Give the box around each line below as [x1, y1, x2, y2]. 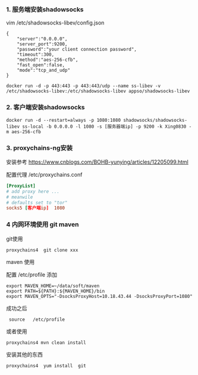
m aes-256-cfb [6, 128, 42, 135]
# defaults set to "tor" [6, 199, 68, 205]
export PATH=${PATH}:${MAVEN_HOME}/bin [6, 288, 105, 294]
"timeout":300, [17, 52, 55, 58]
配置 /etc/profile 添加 [6, 271, 58, 278]
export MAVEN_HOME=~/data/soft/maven [6, 282, 100, 289]
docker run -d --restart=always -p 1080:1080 [6, 117, 121, 123]
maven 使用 [6, 258, 34, 265]
